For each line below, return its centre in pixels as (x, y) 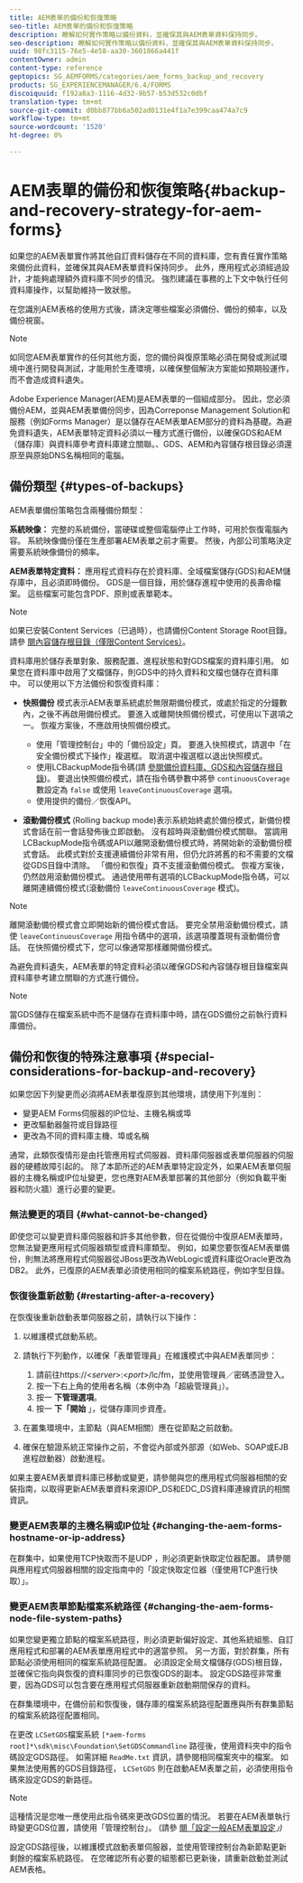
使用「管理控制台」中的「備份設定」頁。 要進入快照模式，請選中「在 (163, 744)
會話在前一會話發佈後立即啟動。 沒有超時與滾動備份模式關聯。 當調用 (159, 831)
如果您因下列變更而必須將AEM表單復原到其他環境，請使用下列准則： (137, 1094)
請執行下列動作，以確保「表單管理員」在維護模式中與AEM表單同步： (150, 1355)
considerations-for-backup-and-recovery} (133, 1072)
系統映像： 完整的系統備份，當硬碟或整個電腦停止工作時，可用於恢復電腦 (145, 529)
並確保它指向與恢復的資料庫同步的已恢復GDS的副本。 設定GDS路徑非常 (142, 1673)
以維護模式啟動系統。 (62, 1336)
